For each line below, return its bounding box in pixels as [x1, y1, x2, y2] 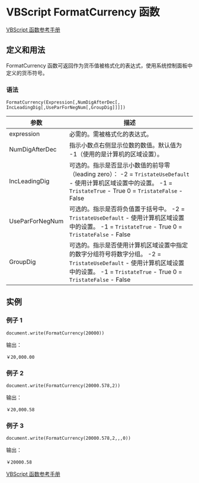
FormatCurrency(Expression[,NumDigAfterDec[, [6, 99, 120, 105]
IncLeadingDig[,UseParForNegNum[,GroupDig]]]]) [6, 105, 126, 111]
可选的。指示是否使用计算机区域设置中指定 [69, 241, 188, 249]
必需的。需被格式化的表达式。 [69, 130, 153, 139]
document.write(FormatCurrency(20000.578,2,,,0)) [6, 436, 131, 442]
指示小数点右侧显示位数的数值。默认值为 [69, 141, 182, 150]
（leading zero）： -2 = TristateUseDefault [69, 170, 190, 178]
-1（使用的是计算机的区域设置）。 [69, 150, 163, 159]
